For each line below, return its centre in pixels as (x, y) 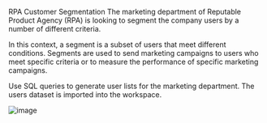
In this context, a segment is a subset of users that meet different (117, 45)
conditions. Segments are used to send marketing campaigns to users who (133, 53)
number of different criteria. (55, 29)
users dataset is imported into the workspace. (85, 95)
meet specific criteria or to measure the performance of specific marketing (133, 61)
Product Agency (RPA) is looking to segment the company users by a (124, 20)
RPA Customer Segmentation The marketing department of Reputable (125, 12)
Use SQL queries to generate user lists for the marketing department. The (131, 86)
